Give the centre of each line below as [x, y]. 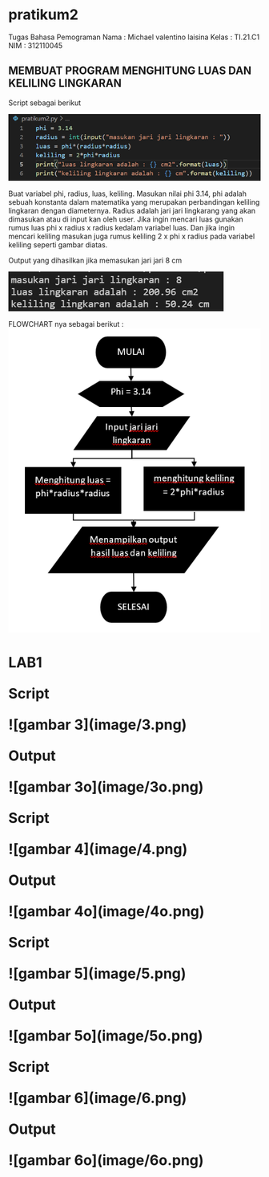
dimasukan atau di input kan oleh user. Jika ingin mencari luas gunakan [126, 219]
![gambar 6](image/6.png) [98, 1098]
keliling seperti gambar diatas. [58, 245]
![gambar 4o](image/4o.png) [106, 911]
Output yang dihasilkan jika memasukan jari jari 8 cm [95, 261]
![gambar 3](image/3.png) [98, 725]
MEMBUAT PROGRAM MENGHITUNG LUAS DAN [130, 71]
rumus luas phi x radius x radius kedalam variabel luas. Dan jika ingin [122, 228]
